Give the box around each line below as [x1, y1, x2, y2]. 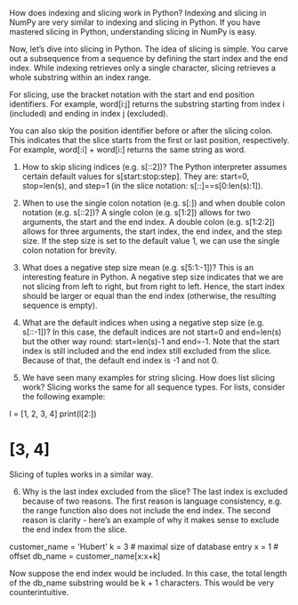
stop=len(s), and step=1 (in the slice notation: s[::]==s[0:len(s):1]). [21, 181, 264, 190]
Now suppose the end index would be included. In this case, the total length [9, 568, 287, 578]
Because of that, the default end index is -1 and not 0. [21, 355, 220, 366]
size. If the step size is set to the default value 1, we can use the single [21, 236, 280, 246]
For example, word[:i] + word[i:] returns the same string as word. [9, 144, 246, 155]
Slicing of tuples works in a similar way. [9, 469, 154, 480]
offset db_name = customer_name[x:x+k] [9, 551, 161, 561]
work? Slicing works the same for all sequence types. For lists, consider [21, 382, 286, 392]
